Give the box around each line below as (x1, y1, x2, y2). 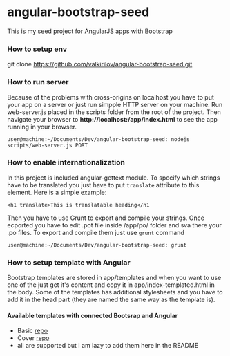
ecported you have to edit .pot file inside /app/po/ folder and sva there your (7, 221, 222, 229)
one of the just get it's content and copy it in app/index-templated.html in (7, 281, 215, 289)
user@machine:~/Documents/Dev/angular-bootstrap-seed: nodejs (7, 135, 190, 142)
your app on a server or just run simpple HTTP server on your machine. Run (7, 100, 223, 109)
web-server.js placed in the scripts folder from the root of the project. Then (7, 108, 221, 116)
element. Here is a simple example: (7, 188, 107, 196)
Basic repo (17, 326, 48, 335)
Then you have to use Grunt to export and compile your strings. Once (7, 214, 205, 222)
